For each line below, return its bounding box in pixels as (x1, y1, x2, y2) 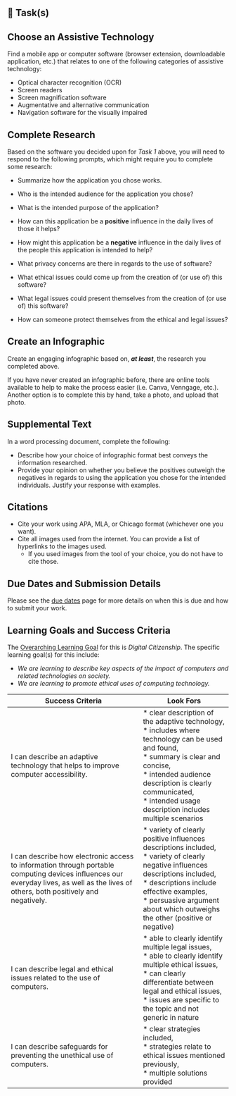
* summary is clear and (143, 752, 221, 762)
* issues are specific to (143, 995, 220, 1005)
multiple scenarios (143, 813, 204, 823)
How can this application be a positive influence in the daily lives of (17, 217, 214, 226)
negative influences (143, 861, 209, 870)
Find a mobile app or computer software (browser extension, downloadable (7, 50, 225, 59)
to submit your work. (7, 604, 67, 612)
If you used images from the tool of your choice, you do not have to (27, 550, 223, 558)
